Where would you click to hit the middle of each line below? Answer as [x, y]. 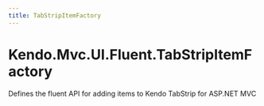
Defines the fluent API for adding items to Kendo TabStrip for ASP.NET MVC [132, 93]
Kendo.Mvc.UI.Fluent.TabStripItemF [130, 54]
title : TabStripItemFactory [55, 15]
